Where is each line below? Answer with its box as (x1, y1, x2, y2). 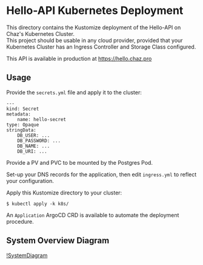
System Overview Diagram (6, 235, 110, 246)
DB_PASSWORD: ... (17, 137, 61, 143)
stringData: (6, 127, 36, 133)
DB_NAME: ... (17, 143, 50, 149)
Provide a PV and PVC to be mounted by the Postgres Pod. (6, 159, 153, 166)
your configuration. (6, 177, 55, 184)
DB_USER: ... (17, 132, 50, 139)
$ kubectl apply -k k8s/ (6, 201, 69, 207)
